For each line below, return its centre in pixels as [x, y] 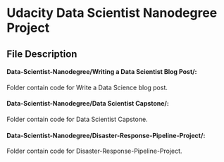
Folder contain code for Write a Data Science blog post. [87, 87]
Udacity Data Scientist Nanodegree [112, 13]
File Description [42, 54]
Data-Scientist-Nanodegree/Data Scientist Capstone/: [88, 104]
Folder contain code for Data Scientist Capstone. [77, 119]
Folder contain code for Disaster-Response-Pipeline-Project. [94, 151]
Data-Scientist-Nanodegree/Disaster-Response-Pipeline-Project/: [106, 135]
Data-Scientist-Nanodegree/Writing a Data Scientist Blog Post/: [102, 72]
